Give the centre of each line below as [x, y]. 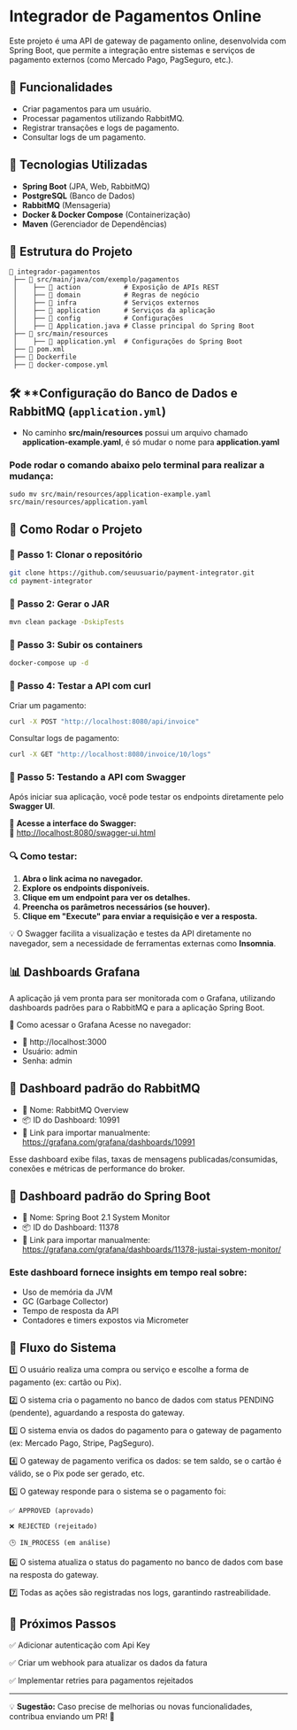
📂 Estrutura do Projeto [71, 251]
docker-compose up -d [49, 663]
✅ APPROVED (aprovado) [52, 1511]
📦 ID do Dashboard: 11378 [70, 1227]
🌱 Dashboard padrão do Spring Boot [110, 1196]
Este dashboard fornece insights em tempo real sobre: [128, 1272]
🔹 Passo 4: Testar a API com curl [80, 686]
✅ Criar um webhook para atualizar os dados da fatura [108, 1663]
